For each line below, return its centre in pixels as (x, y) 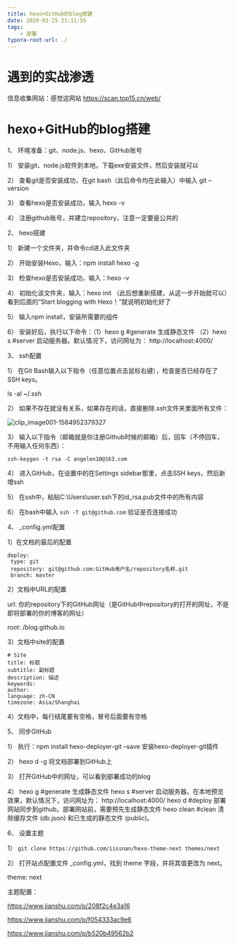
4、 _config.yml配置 (36, 527)
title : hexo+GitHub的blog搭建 (50, 14)
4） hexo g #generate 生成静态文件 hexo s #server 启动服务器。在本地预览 (116, 791)
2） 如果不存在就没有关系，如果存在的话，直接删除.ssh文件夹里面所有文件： (118, 408)
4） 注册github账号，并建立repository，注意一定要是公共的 (93, 218)
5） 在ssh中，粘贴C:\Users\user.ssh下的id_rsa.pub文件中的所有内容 (106, 497)
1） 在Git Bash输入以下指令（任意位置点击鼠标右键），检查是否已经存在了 (113, 371)
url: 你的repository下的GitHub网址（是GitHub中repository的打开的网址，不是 (118, 604)
